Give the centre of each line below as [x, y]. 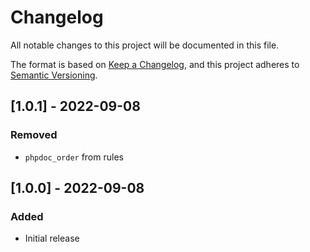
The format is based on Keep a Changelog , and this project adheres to [155, 64]
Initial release [52, 238]
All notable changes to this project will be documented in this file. [145, 45]
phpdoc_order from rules [74, 157]
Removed [34, 135]
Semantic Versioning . [54, 75]
